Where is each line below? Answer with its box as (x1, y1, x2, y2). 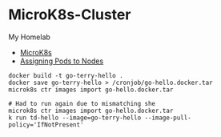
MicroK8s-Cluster (8, 6, 131, 24)
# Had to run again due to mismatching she (8, 99, 156, 107)
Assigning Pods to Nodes (19, 56, 104, 66)
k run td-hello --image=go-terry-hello (8, 114, 142, 122)
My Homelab (8, 32, 50, 42)
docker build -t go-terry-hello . (8, 71, 124, 79)
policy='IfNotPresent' (8, 120, 84, 129)
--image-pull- (144, 114, 192, 122)
